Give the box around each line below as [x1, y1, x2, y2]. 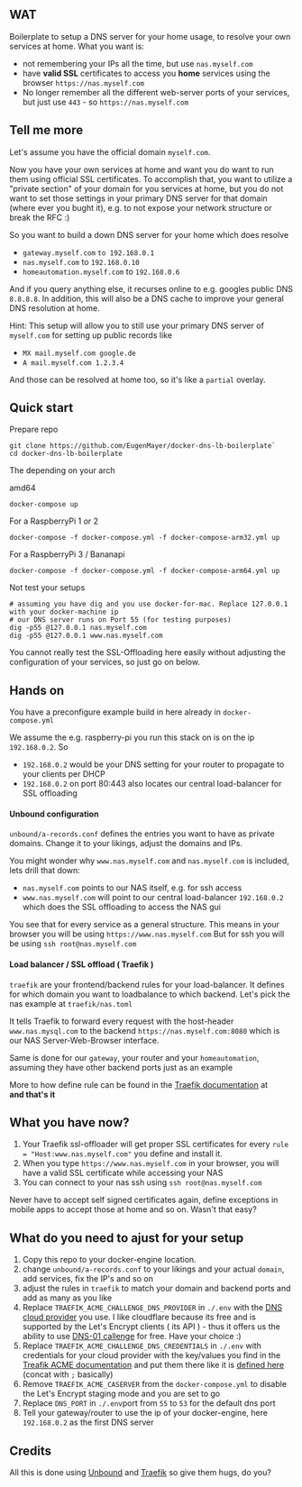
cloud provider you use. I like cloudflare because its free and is [22, 1311, 257, 1323]
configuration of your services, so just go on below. [9, 657, 201, 668]
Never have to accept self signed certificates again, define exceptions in [9, 1194, 279, 1206]
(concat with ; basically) [22, 1369, 114, 1380]
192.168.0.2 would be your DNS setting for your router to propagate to [22, 759, 285, 770]
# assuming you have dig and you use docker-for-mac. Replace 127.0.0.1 [9, 599, 288, 609]
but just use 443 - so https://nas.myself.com [22, 96, 189, 107]
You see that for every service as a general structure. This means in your [9, 919, 280, 930]
